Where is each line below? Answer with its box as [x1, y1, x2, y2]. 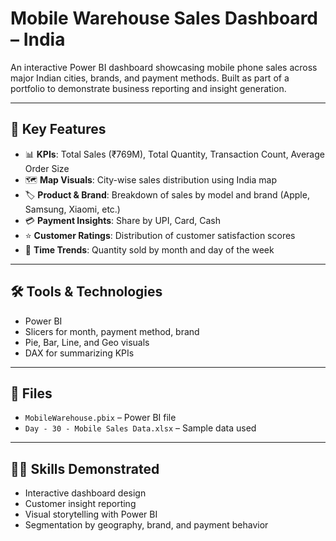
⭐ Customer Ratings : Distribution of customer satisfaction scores [24, 229, 296, 241]
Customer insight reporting [24, 498, 137, 510]
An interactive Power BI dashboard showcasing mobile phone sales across [10, 61, 318, 73]
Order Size [24, 162, 70, 174]
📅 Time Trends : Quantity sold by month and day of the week [24, 243, 275, 256]
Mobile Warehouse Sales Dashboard [10, 7, 318, 30]
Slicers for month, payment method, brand [24, 325, 200, 337]
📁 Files [10, 385, 53, 402]
